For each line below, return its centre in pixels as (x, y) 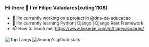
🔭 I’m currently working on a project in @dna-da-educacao (71, 18)
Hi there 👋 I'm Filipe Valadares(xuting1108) (56, 8)
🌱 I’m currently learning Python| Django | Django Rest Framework (78, 23)
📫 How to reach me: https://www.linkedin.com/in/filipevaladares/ (78, 29)
